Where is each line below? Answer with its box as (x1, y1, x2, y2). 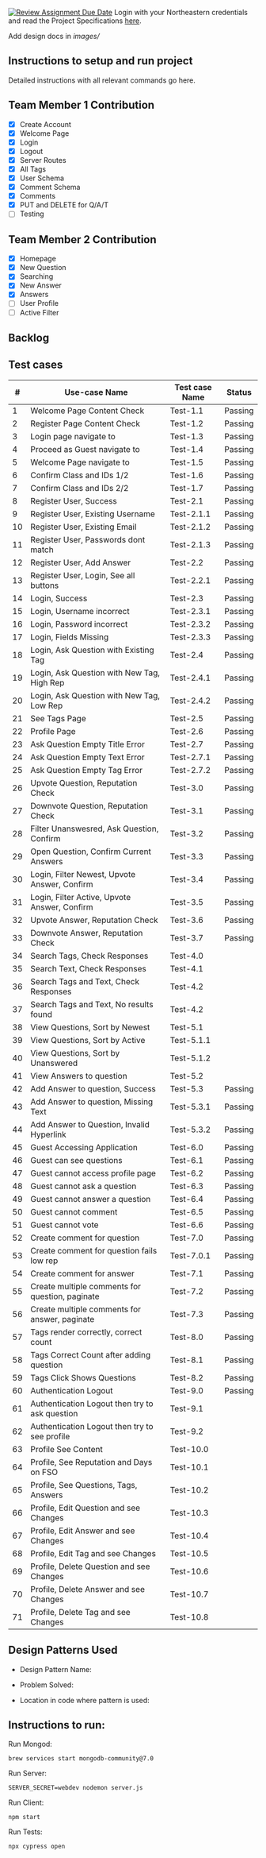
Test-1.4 (169, 443, 204, 454)
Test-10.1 (169, 1462, 209, 1473)
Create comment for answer (30, 1268, 135, 1279)
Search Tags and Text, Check (30, 975, 140, 987)
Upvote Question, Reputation (30, 777, 138, 788)
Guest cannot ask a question (30, 1180, 137, 1192)
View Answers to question (30, 1070, 128, 1081)
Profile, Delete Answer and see (30, 1583, 145, 1594)
